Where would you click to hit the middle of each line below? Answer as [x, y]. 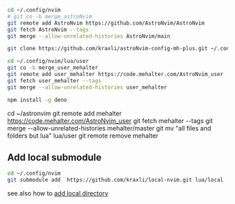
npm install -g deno [37, 100]
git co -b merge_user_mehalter [53, 68]
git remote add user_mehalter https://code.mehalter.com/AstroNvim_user [115, 74]
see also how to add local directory [58, 194]
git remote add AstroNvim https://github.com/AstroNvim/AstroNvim [106, 23]
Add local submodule [55, 157]
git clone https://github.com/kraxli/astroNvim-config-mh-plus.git [108, 49]
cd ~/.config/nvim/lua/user [48, 61]
